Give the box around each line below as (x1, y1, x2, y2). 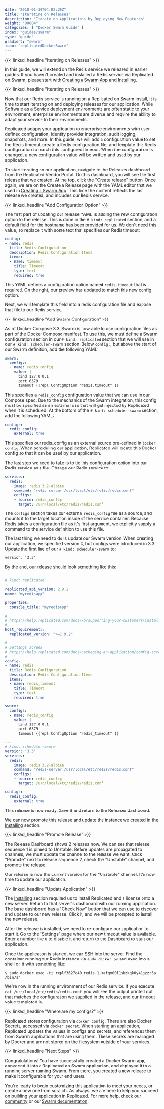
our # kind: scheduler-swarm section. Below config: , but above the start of (5, 341, 157, 347)
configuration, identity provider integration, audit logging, (21, 131, 137, 137)
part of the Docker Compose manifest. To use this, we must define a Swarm (5, 331, 158, 337)
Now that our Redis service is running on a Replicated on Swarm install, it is (5, 96, 157, 102)
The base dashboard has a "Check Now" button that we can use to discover (5, 906, 159, 912)
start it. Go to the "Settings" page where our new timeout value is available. (5, 931, 156, 937)
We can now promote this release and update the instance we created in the (5, 817, 159, 823)
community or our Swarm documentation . (5, 1098, 89, 1104)
